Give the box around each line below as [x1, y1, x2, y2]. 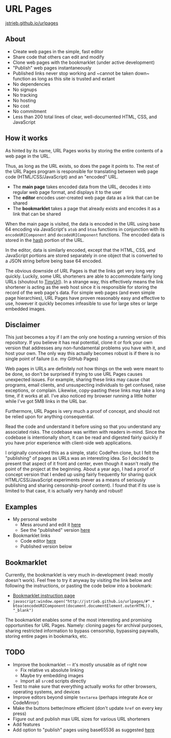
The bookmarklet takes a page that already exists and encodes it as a [12, 205, 160, 211]
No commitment [12, 108, 47, 114]
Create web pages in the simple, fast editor [12, 48, 104, 54]
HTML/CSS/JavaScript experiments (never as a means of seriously [5, 477, 146, 483]
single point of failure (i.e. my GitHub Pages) [5, 356, 99, 362]
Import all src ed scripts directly [20, 678, 86, 684]
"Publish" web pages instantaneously [12, 64, 92, 71]
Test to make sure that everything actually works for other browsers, [12, 683, 157, 689]
